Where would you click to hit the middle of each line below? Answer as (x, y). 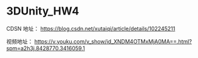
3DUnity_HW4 (43, 11)
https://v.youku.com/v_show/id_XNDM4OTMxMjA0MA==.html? (113, 41)
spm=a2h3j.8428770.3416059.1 (46, 48)
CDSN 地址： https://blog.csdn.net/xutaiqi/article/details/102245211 (91, 28)
